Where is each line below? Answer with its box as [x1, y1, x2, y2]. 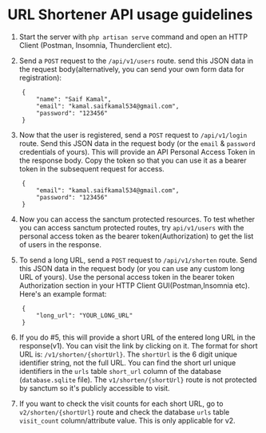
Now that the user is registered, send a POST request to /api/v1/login [18, 130, 248, 140]
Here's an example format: [18, 289, 107, 298]
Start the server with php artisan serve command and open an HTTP [18, 32, 248, 41]
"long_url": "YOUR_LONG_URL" [36, 311, 133, 320]
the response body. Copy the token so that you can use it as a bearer [18, 155, 247, 165]
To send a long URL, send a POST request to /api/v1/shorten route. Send [18, 255, 257, 265]
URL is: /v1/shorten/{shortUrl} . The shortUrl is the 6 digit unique [18, 349, 237, 359]
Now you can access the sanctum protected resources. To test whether [18, 214, 256, 224]
